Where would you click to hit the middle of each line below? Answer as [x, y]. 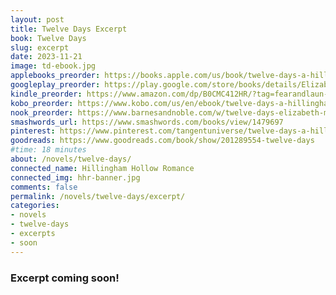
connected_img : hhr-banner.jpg [75, 177]
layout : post [37, 19]
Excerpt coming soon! [65, 278]
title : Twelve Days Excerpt [69, 29]
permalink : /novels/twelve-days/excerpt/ [98, 196]
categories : [35, 206]
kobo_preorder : [42, 103]
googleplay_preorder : [55, 85]
